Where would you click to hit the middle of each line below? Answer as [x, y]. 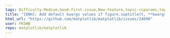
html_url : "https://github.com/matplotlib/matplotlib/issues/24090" [79, 19]
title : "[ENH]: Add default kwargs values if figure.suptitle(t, [75, 14]
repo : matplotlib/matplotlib [36, 28]
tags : [11, 10]
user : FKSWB [18, 23]
